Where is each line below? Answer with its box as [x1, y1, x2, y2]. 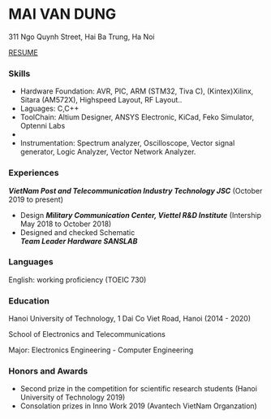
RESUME [8, 47, 38, 57]
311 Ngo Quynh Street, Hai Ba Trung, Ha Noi [8, 32, 155, 41]
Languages [8, 256, 54, 268]
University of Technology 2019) [19, 392, 126, 403]
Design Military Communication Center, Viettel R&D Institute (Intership [19, 210, 262, 220]
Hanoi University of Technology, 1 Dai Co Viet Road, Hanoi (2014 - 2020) [8, 314, 252, 324]
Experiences [8, 168, 59, 179]
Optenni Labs [19, 121, 66, 131]
